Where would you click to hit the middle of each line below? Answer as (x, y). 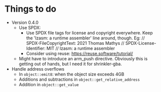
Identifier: (36, 48)
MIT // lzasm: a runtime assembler (81, 48)
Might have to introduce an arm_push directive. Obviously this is (83, 58)
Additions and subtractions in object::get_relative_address (79, 79)
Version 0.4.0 (25, 22)
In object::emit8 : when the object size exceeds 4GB (72, 74)
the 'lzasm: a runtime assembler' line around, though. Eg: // (85, 38)
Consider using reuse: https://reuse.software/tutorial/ (80, 53)
